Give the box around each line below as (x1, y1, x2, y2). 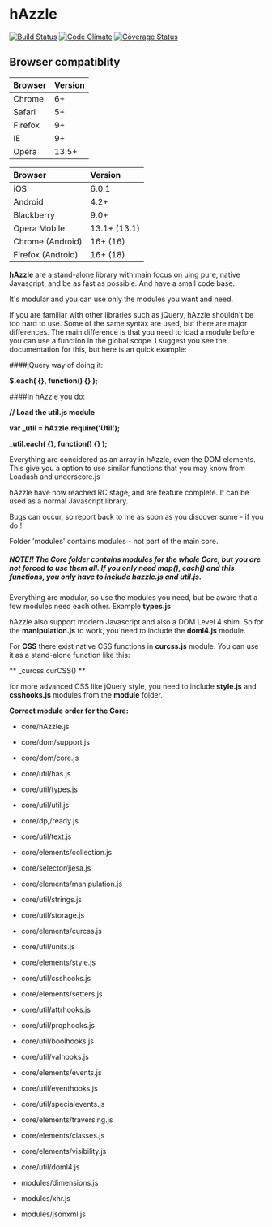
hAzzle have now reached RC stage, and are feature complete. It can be (9, 487, 249, 497)
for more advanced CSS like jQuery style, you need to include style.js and (9, 681, 257, 691)
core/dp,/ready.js (20, 815, 79, 825)
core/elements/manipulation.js (20, 879, 123, 888)
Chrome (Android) (13, 235, 83, 247)
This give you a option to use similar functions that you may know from (9, 463, 245, 473)
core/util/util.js (20, 800, 70, 810)
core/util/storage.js (20, 910, 85, 920)
